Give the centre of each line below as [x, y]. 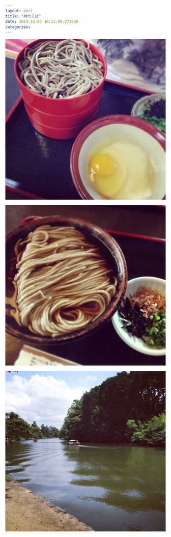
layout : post [19, 11]
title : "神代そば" [23, 16]
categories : [18, 27]
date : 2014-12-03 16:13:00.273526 [42, 21]
